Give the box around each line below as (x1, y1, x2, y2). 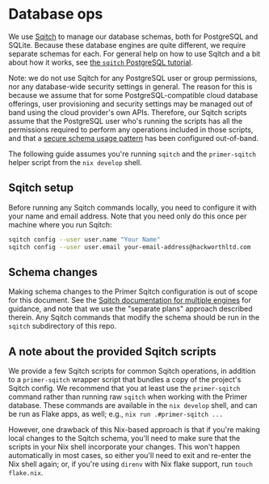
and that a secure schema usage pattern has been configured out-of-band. (8, 133, 259, 142)
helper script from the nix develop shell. (8, 157, 143, 167)
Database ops (8, 5, 103, 23)
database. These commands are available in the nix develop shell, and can (8, 401, 258, 410)
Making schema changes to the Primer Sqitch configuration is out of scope (8, 287, 258, 296)
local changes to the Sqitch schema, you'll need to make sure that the (8, 434, 241, 444)
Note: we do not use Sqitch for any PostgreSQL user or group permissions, (8, 73, 258, 83)
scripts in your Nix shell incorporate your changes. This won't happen (8, 442, 241, 452)
